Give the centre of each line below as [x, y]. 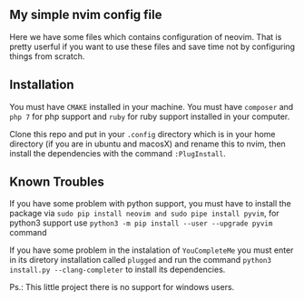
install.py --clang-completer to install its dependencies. [118, 270]
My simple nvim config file [86, 15]
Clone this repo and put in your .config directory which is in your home [142, 134]
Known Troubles [57, 182]
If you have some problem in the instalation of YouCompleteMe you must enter [152, 250]
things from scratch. [47, 56]
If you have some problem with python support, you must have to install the [151, 204]
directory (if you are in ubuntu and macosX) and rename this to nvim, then [147, 144]
